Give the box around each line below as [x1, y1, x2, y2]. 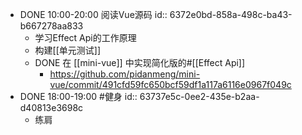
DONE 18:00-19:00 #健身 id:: [19, 91, 138, 102]
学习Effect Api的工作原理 [34, 32, 137, 43]
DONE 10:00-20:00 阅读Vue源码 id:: [19, 9, 168, 20]
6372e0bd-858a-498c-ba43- [169, 9, 293, 20]
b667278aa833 [19, 20, 84, 32]
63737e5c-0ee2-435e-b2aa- [139, 91, 260, 102]
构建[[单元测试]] [34, 44, 102, 56]
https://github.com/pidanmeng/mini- [49, 68, 201, 80]
